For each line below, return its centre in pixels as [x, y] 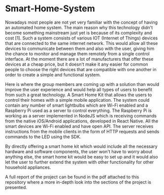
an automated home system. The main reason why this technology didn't [79, 27]
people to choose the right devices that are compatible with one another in [81, 69]
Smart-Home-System [50, 9]
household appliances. [28, 167]
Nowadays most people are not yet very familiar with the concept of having [82, 22]
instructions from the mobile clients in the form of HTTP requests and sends [82, 131]
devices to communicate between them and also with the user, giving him [80, 48]
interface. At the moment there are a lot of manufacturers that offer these [79, 59]
